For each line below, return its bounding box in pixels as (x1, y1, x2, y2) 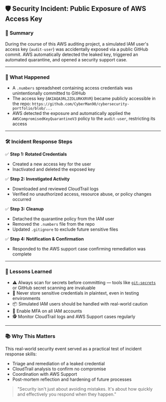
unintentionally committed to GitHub (12, 90, 86, 96)
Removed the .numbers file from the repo (12, 221, 95, 227)
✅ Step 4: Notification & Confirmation (5, 236, 84, 242)
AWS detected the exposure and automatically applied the (12, 110, 131, 116)
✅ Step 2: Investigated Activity (5, 176, 70, 182)
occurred (12, 197, 31, 202)
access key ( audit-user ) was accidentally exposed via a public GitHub (5, 46, 148, 52)
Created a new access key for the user (12, 161, 91, 167)
